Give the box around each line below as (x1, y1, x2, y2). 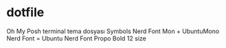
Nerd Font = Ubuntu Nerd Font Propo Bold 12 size (6, 34, 147, 42)
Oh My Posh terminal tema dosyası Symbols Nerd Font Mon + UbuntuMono (6, 27, 220, 35)
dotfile (6, 5, 45, 20)
